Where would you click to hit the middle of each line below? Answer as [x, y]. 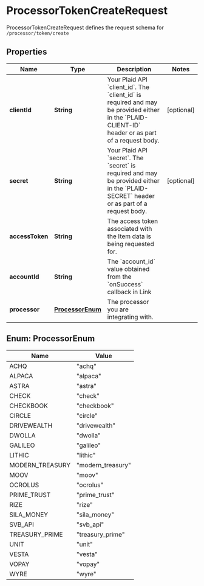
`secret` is [121, 165]
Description [134, 69]
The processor [128, 302]
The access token [133, 221]
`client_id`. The [128, 87]
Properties [27, 52]
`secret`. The [125, 158]
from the [119, 277]
